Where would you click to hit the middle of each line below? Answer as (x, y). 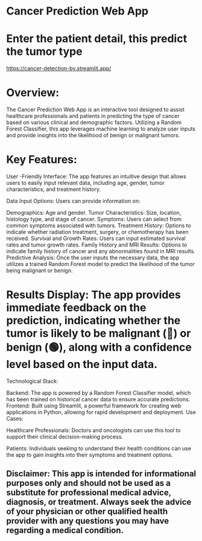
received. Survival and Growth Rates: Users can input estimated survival (96, 238)
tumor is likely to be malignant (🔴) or (99, 333)
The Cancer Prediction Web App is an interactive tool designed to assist (96, 109)
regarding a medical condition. (65, 530)
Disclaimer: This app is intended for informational (101, 474)
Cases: (15, 418)
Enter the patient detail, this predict (97, 39)
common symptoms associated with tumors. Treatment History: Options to (99, 225)
